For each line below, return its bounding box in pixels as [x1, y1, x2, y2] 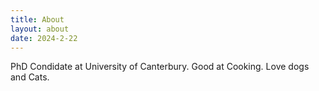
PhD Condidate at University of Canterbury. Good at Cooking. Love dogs [10, 61, 310, 73]
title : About [10, 14, 65, 25]
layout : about [10, 24, 70, 34]
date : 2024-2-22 [10, 33, 78, 43]
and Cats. [10, 71, 50, 83]
